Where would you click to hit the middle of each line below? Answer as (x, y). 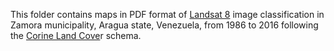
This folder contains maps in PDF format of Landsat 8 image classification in (167, 14)
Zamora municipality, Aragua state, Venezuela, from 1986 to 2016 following (164, 25)
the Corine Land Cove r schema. (76, 35)
